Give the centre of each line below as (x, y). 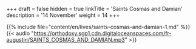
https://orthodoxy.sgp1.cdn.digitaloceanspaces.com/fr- (103, 33)
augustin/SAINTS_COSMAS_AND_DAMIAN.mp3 (66, 40)
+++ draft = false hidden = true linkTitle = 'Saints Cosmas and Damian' (95, 9)
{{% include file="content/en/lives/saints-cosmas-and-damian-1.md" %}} (98, 27)
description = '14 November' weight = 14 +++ (63, 15)
